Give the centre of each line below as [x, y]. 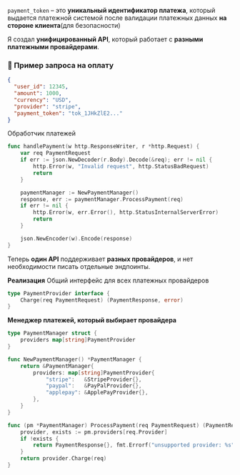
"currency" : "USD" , [43, 100]
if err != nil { [45, 206]
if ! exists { [40, 439]
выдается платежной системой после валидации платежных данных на [117, 18]
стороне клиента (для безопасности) [64, 25]
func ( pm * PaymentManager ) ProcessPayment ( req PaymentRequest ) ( [106, 425]
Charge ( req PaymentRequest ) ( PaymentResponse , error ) [102, 300]
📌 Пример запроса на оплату [61, 65]
